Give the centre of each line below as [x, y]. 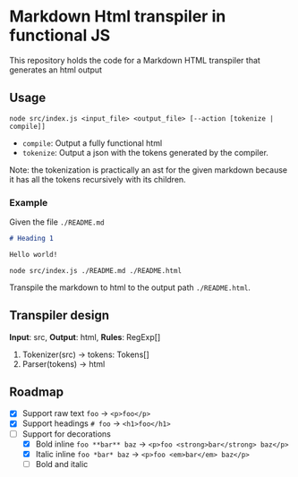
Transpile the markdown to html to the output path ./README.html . [130, 287]
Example [29, 202]
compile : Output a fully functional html [92, 143]
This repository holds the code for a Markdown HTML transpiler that [135, 60]
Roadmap [37, 392]
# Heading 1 [31, 239]
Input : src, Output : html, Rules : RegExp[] [85, 336]
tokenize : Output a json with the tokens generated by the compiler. [145, 152]
